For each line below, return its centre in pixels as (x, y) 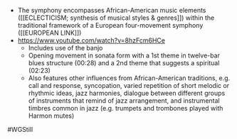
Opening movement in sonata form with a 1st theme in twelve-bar (124, 55)
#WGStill (20, 129)
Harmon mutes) (51, 116)
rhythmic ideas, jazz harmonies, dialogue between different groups (127, 93)
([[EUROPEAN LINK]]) (49, 33)
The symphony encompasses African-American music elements (112, 10)
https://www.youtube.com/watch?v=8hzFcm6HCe (91, 40)
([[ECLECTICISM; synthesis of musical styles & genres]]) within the (116, 18)
